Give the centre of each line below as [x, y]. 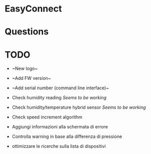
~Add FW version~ [31, 78]
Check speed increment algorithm [47, 117]
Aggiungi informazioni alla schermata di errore [60, 127]
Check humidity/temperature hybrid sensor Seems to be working [79, 107]
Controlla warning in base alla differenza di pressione [67, 136]
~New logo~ [25, 69]
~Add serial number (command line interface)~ [60, 88]
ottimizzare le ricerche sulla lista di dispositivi [59, 146]
